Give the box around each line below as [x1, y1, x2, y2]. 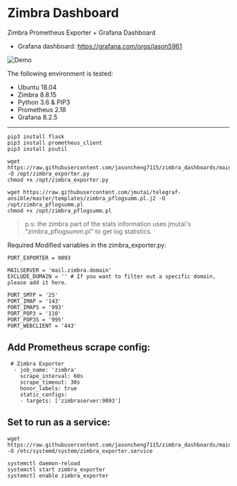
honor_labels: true [20, 384, 78, 392]
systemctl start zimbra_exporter [7, 466, 106, 473]
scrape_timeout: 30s [20, 379, 80, 386]
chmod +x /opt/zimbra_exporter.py [7, 176, 109, 183]
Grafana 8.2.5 [17, 113, 58, 121]
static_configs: [20, 391, 68, 398]
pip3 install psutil [7, 145, 68, 152]
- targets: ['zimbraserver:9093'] [20, 397, 121, 404]
